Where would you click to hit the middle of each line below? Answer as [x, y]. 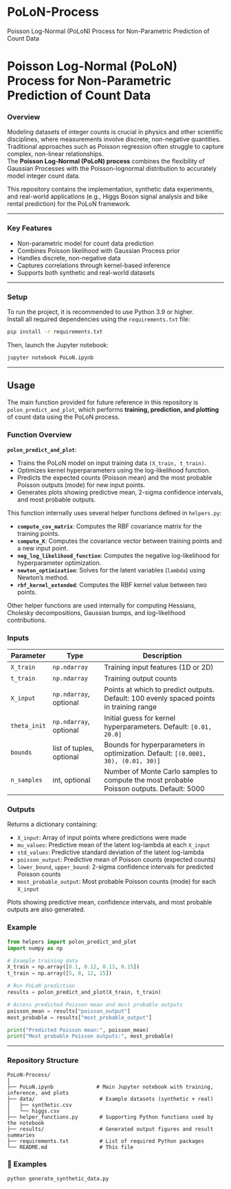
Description [162, 656]
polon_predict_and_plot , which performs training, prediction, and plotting [113, 409]
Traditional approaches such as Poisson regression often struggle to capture [115, 147]
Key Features [30, 228]
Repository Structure [43, 1060]
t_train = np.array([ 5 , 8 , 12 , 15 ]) [59, 973]
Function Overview [40, 435]
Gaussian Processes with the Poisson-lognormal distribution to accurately [112, 169]
